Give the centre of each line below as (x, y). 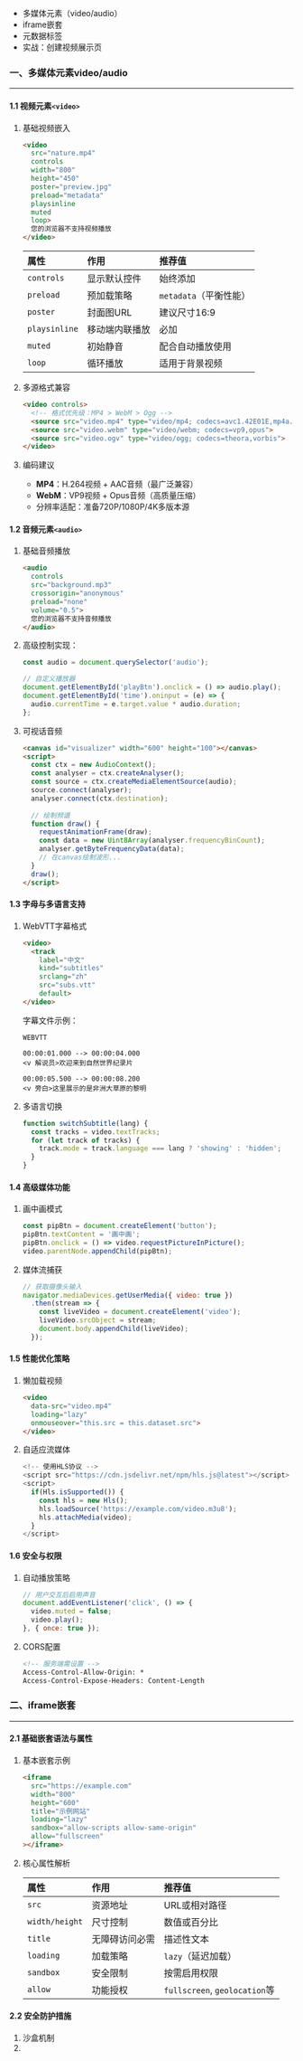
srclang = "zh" (64, 977)
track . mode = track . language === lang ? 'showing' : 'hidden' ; (161, 1149)
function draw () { (65, 824)
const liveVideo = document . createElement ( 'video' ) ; (140, 1312)
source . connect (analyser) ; (82, 790)
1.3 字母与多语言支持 (47, 904)
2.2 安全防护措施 (41, 2016)
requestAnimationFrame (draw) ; (96, 832)
